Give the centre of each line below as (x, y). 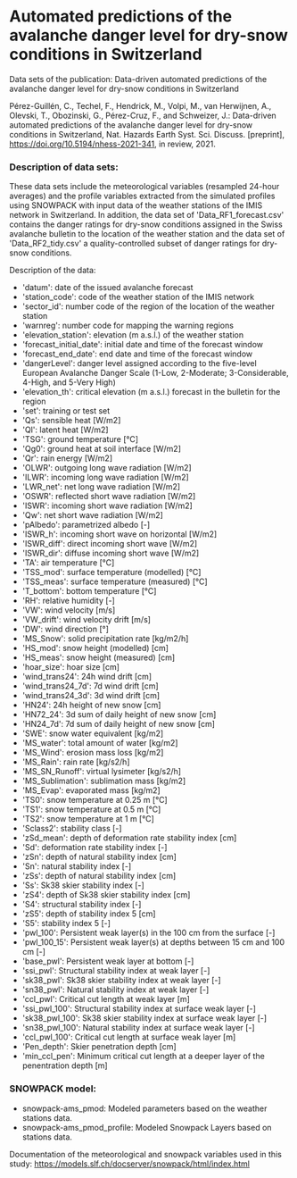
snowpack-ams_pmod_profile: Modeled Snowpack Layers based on (147, 1127)
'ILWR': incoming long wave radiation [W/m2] (105, 477)
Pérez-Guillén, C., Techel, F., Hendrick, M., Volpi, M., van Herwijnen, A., (140, 105)
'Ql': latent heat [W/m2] (65, 430)
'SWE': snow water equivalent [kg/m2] (93, 733)
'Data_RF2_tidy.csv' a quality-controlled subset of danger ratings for (135, 244)
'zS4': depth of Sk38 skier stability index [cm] (106, 895)
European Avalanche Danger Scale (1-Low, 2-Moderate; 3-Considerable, (155, 373)
